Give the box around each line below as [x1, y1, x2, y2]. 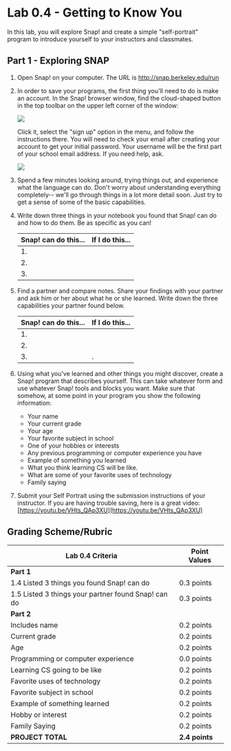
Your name [27, 412, 58, 420]
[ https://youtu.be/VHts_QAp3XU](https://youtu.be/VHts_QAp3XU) [16, 505, 203, 514]
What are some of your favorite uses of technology [27, 470, 172, 479]
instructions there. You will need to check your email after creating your [16, 134, 220, 143]
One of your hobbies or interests [27, 441, 120, 450]
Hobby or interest [10, 710, 67, 719]
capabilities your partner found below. [16, 301, 125, 310]
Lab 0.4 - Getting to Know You [7, 5, 182, 21]
